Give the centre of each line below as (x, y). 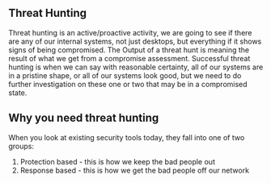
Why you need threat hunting (84, 118)
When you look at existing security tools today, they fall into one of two (127, 137)
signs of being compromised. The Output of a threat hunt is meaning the (129, 50)
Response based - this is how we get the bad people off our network (134, 170)
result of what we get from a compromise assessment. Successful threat (129, 58)
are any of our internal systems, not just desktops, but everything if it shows (135, 41)
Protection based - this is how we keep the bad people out (118, 161)
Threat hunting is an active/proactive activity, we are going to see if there (130, 32)
